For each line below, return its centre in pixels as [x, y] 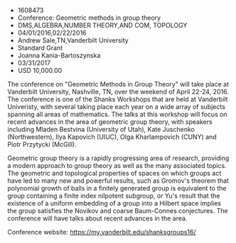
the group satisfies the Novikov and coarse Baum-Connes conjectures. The [118, 211]
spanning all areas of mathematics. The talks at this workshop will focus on [117, 114]
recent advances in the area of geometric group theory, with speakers [110, 122]
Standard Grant [40, 48]
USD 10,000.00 [40, 70]
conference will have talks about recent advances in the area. [97, 218]
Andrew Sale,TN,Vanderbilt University [73, 40]
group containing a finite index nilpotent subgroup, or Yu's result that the [114, 196]
